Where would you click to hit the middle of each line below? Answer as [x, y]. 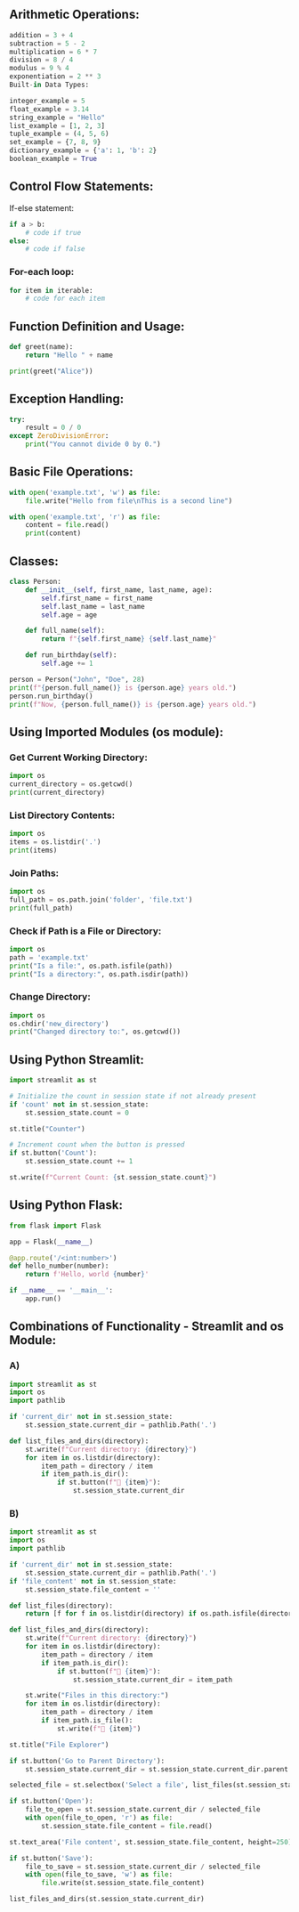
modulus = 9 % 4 [39, 69]
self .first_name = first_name [97, 598]
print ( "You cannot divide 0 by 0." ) [93, 444]
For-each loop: [42, 272]
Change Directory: [50, 997]
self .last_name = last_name [93, 606]
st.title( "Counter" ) [48, 1129]
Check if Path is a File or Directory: [85, 931]
